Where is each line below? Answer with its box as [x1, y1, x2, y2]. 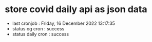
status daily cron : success [12, 31, 69, 37]
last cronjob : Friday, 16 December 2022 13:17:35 [12, 20, 115, 26]
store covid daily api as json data [5, 4, 147, 15]
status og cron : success [12, 25, 65, 31]
